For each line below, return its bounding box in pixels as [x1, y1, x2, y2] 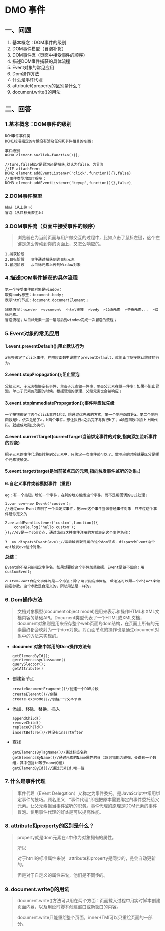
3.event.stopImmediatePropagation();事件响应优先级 [5, 400, 115, 406]
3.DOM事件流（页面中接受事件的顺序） [5, 223, 98, 230]
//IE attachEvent [5, 166, 41, 171]
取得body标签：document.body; [5, 292, 64, 297]
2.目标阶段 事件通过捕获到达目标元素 [5, 257, 75, 262]
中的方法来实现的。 [21, 633, 61, 639]
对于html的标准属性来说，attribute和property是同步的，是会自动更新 [17, 855, 156, 861]
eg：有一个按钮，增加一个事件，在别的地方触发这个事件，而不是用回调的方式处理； [5, 493, 149, 498]
